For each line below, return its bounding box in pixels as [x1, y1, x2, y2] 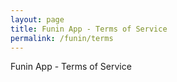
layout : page [10, 14, 65, 25]
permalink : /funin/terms [10, 33, 114, 43]
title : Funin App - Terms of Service [10, 24, 168, 34]
